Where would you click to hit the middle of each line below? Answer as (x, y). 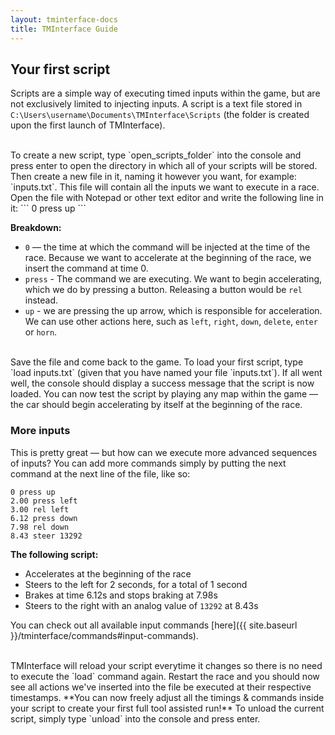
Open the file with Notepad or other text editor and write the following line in (167, 198)
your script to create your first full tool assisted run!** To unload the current (167, 708)
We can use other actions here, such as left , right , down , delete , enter (171, 322)
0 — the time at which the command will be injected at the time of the (167, 247)
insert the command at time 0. (86, 268)
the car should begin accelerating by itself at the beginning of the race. (156, 405)
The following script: (54, 554)
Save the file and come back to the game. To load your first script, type (157, 362)
